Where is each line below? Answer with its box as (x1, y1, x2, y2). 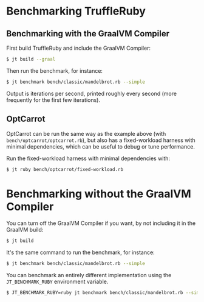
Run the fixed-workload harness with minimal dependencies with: (6, 155, 171, 162)
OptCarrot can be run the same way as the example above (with (6, 130, 166, 137)
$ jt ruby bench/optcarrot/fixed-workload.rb (6, 166, 123, 172)
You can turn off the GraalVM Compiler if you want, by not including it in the (6, 220, 196, 227)
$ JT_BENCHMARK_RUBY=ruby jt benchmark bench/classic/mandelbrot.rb (6, 290, 183, 296)
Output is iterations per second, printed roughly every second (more (6, 90, 177, 97)
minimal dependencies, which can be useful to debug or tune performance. (6, 143, 195, 150)
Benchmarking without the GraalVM (6, 187, 191, 201)
